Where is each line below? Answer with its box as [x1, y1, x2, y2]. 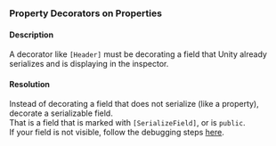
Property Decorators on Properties [9, 7, 163, 20]
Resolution [9, 78, 51, 89]
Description [9, 29, 54, 40]
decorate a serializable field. [9, 108, 113, 118]
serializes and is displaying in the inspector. [9, 59, 169, 69]
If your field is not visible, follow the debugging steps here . [9, 127, 224, 138]
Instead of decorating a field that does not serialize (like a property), [9, 99, 260, 109]
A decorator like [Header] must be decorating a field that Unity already [9, 49, 267, 60]
